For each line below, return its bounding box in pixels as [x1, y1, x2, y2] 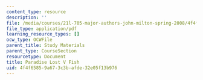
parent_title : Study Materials [6, 43, 85, 49]
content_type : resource [6, 8, 66, 15]
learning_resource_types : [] [6, 31, 80, 37]
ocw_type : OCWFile [6, 37, 53, 43]
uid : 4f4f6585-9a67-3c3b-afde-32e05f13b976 [6, 64, 118, 71]
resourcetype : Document [6, 54, 66, 60]
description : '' [6, 14, 47, 20]
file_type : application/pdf [6, 25, 77, 32]
